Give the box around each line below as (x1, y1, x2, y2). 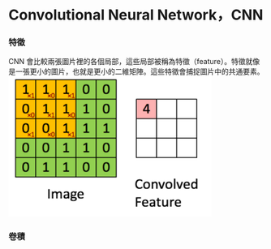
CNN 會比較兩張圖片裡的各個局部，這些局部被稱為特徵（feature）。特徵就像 (8, 57, 260, 67)
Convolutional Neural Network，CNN (8, 6, 264, 24)
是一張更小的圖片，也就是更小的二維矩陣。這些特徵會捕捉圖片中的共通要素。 (8, 67, 265, 76)
